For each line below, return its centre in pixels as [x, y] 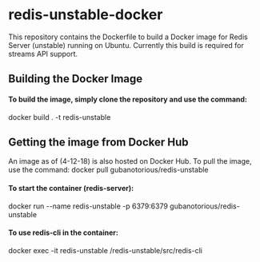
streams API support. [43, 54]
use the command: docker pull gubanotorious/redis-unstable [109, 170]
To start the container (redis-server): [71, 188]
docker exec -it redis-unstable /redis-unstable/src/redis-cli [105, 250]
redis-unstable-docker [86, 15]
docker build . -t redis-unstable [60, 117]
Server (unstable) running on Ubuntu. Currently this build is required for [126, 45]
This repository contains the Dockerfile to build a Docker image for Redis [128, 37]
